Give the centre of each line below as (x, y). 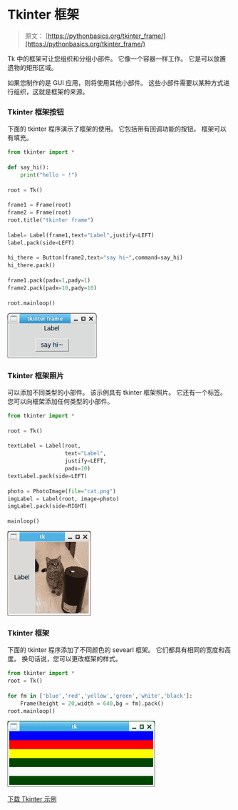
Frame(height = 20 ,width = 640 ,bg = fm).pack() (92, 703)
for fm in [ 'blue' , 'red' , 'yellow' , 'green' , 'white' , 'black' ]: (100, 696)
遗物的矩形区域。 (32, 67)
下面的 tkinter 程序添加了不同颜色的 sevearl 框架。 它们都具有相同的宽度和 (116, 650)
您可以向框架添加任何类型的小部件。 (61, 401)
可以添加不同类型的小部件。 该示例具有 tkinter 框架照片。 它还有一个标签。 (117, 392)
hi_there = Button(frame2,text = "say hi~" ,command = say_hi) (95, 258)
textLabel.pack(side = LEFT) (47, 476)
